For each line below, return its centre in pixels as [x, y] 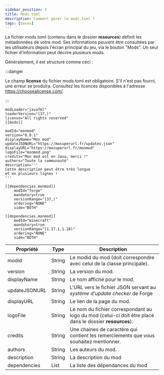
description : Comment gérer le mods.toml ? [50, 19]
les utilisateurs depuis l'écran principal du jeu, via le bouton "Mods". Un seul [82, 47]
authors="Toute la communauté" [37, 161]
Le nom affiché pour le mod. [102, 279]
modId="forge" [28, 191]
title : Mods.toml [23, 14]
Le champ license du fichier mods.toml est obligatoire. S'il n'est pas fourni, [81, 81]
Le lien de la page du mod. [100, 301]
